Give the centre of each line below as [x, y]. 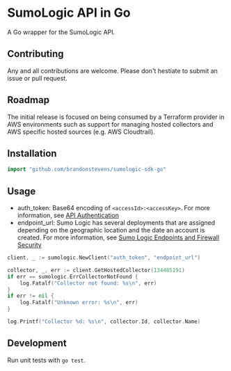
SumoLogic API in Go [69, 13]
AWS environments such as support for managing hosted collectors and [110, 124]
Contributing [35, 54]
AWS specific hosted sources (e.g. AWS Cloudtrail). [81, 132]
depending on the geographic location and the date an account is [111, 230]
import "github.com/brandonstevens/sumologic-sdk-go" [87, 169]
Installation [32, 153]
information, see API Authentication [68, 215]
